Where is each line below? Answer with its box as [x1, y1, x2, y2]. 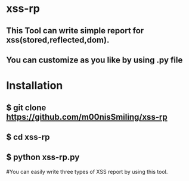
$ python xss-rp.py [6, 152, 80, 163]
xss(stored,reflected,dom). [6, 35, 110, 45]
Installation [6, 79, 63, 92]
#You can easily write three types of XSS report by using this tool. [6, 168, 168, 175]
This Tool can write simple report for [6, 26, 144, 36]
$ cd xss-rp [6, 132, 50, 142]
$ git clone [6, 102, 47, 113]
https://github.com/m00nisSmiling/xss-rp [6, 112, 168, 122]
